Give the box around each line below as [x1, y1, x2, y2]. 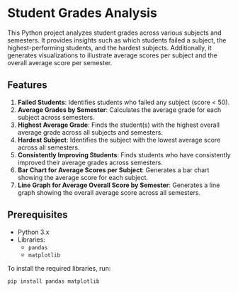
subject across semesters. [17, 113, 95, 121]
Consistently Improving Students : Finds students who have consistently [17, 150, 232, 159]
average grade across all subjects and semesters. [17, 128, 163, 136]
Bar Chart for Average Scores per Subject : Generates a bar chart [17, 165, 210, 174]
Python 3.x [17, 228, 50, 236]
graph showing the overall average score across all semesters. [17, 188, 200, 196]
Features [7, 79, 47, 91]
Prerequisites [7, 209, 68, 221]
